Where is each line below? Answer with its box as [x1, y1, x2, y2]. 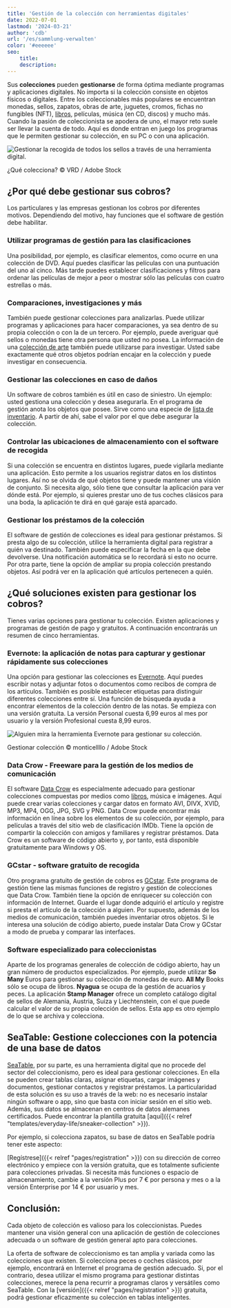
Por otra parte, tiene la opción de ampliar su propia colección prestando [7, 560, 212, 568]
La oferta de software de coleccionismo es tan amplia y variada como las [7, 1249, 215, 1257]
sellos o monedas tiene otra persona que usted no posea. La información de [7, 336, 224, 344]
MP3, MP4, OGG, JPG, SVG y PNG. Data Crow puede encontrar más [7, 807, 201, 815]
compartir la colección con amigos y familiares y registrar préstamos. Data [7, 829, 219, 837]
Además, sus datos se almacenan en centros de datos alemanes [7, 1105, 190, 1113]
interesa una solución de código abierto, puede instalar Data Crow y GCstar [7, 920, 222, 928]
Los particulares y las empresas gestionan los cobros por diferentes [7, 204, 201, 212]
